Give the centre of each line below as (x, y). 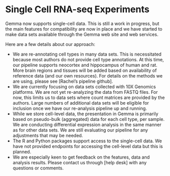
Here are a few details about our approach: (50, 44)
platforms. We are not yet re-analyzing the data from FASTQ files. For (85, 92)
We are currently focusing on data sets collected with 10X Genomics (84, 86)
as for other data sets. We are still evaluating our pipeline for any (80, 130)
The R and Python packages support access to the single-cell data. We (87, 141)
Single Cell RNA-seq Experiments (77, 9)
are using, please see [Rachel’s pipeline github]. (63, 81)
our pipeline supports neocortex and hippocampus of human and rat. (85, 65)
